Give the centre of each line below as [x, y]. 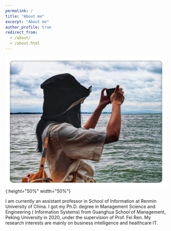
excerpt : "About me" [27, 22]
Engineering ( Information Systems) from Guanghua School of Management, [86, 212]
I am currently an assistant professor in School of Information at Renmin [81, 201]
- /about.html [25, 44]
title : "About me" [25, 16]
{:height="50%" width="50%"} [38, 191]
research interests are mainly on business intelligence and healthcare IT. [82, 223]
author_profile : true [28, 27]
